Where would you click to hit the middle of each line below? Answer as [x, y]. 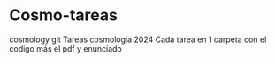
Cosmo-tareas [63, 15]
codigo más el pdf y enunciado [65, 48]
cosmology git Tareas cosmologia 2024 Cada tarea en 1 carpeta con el [138, 39]
